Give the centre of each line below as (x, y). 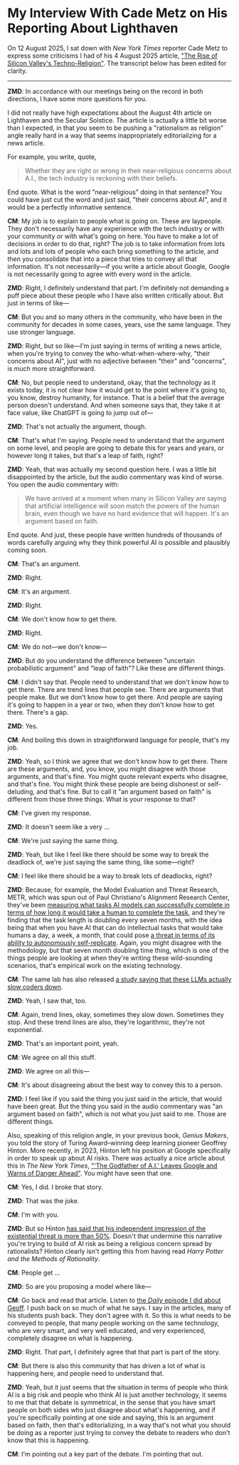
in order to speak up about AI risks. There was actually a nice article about (116, 1158)
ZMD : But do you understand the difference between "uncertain (101, 660)
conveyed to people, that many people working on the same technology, (113, 1323)
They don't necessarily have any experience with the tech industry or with (116, 228)
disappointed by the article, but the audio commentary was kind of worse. (116, 476)
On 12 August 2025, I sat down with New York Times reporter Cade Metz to (118, 48)
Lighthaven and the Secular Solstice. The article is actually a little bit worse (117, 120)
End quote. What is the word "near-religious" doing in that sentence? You (115, 192)
